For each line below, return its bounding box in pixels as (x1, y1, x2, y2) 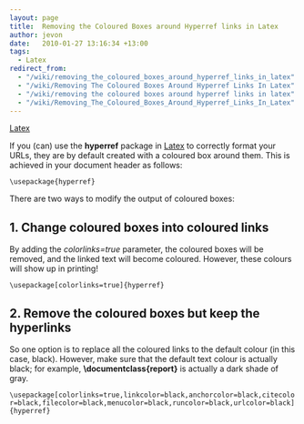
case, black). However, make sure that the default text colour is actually (9, 354, 278, 364)
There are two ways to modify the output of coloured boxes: (9, 193, 235, 205)
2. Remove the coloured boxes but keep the (9, 306, 260, 321)
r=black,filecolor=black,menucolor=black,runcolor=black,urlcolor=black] (9, 399, 296, 408)
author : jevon (9, 30, 64, 39)
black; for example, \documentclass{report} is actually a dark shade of (9, 363, 279, 374)
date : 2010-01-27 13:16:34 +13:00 (9, 38, 148, 48)
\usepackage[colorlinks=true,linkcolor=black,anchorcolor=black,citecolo (9, 390, 296, 399)
